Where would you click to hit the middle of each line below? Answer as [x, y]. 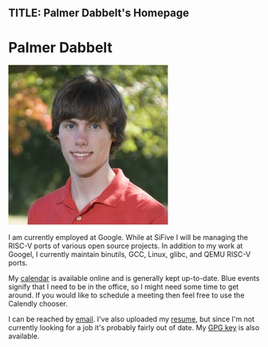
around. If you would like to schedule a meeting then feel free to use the [126, 295]
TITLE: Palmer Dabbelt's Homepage [99, 13]
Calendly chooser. [38, 304]
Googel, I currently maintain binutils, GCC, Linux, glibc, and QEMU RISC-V [130, 254]
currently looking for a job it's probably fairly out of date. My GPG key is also [134, 328]
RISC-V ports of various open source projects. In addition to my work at [126, 246]
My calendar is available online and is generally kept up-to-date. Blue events [134, 278]
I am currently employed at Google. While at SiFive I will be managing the [128, 238]
